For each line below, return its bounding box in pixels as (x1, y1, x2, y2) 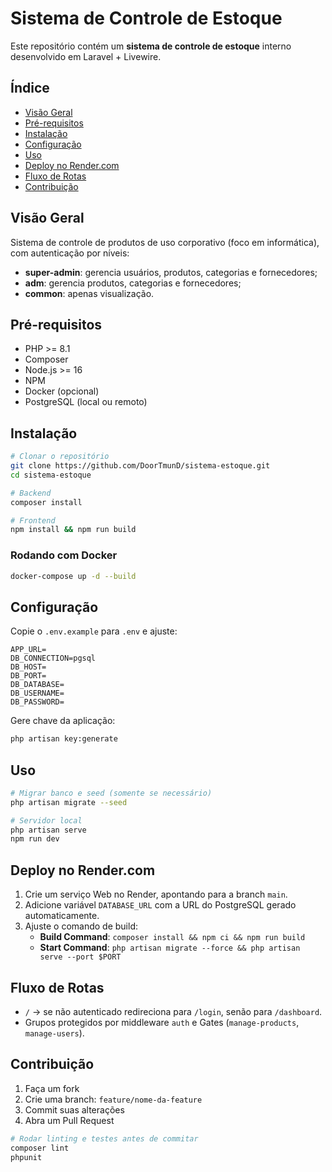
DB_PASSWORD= (10, 697, 65, 707)
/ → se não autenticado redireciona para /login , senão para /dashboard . (24, 1005, 323, 1017)
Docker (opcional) (24, 385, 100, 397)
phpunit (10, 1152, 43, 1162)
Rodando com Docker (10, 548, 118, 562)
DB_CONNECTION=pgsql (10, 653, 97, 664)
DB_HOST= (10, 662, 47, 672)
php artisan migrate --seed (10, 797, 128, 807)
